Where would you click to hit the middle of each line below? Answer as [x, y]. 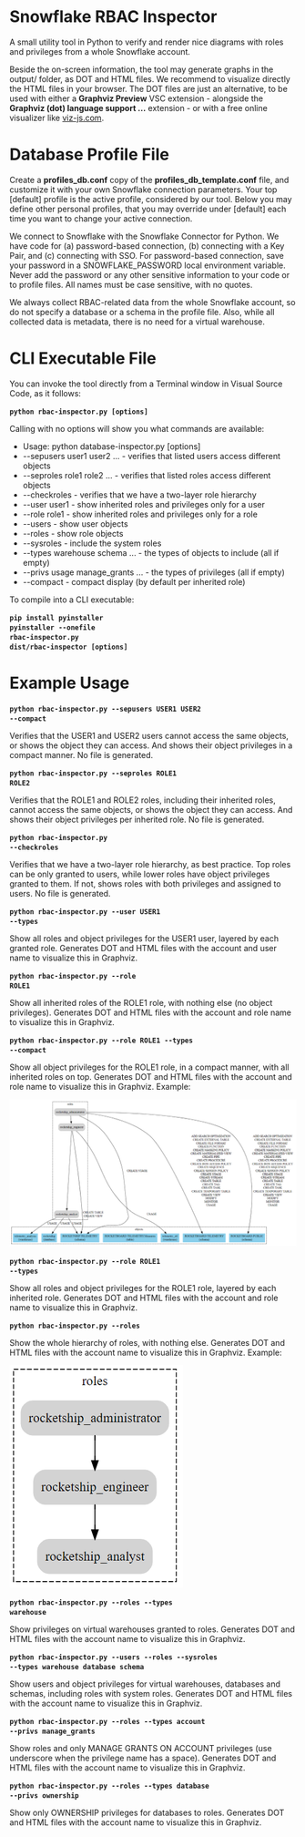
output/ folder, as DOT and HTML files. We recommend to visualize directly [150, 78]
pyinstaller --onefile [52, 627]
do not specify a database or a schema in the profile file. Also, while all [142, 312]
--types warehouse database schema [77, 1668]
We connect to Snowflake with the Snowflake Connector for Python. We [144, 236]
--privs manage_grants [52, 1732]
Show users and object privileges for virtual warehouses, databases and [145, 1684]
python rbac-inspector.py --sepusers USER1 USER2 [106, 709]
